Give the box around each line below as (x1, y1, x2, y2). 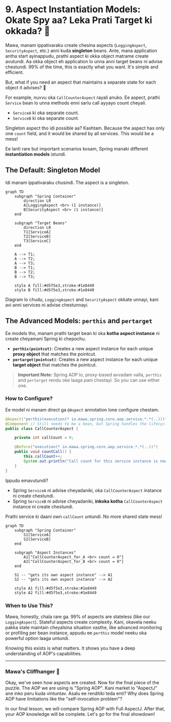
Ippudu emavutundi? (5, 477, 48, 483)
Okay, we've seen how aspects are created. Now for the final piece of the (5, 680, 159, 686)
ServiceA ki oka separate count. (12, 110, 79, 116)
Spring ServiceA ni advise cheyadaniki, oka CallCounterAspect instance (12, 487, 162, 493)
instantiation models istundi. (5, 151, 66, 157)
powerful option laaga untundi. (5, 635, 70, 641)
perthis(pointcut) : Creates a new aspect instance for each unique (12, 345, 154, 351)
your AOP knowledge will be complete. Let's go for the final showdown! (5, 711, 155, 717)
